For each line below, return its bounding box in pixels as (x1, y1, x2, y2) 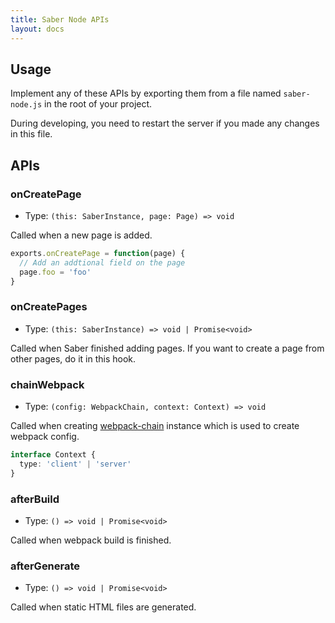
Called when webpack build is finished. (10, 534, 172, 546)
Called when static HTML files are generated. (10, 601, 197, 613)
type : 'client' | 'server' (19, 459, 132, 469)
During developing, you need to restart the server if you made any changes (10, 117, 320, 130)
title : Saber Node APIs (10, 14, 110, 25)
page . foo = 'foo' (19, 267, 92, 277)
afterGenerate (10, 559, 81, 573)
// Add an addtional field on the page (19, 257, 186, 268)
